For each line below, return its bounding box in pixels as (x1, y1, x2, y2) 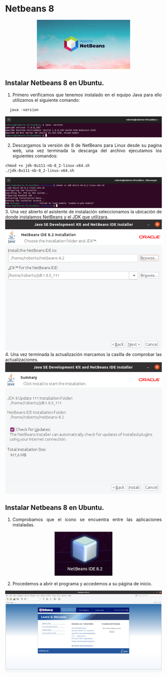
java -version (9, 108, 39, 113)
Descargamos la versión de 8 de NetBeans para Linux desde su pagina (12, 143, 162, 149)
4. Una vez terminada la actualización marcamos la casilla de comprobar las (5, 351, 162, 357)
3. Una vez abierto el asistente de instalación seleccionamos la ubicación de (5, 208, 162, 214)
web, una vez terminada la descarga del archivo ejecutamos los (12, 148, 162, 154)
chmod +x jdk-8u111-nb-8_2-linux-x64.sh (5, 163, 90, 169)
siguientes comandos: (12, 153, 58, 159)
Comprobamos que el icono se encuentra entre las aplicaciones (12, 516, 162, 522)
